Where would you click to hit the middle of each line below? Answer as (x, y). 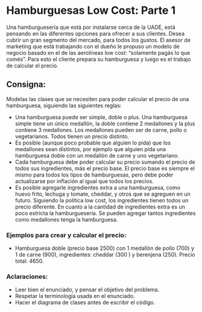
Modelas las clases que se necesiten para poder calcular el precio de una (98, 99)
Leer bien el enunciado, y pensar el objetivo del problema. (87, 290)
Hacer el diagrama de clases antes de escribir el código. (85, 302)
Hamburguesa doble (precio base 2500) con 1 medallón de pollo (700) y (105, 248)
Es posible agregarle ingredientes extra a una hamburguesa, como (98, 187)
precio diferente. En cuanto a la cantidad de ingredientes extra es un (100, 207)
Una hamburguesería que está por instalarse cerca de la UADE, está (91, 27)
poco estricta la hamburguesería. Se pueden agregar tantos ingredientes (105, 213)
